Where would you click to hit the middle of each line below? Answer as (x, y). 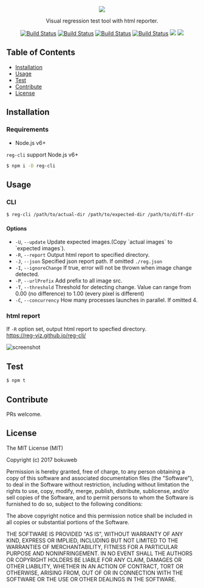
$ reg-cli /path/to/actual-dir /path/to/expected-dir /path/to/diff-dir (100, 215)
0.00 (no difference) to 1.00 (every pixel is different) (80, 294)
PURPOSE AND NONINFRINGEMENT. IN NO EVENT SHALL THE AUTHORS (100, 553)
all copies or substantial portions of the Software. (68, 522)
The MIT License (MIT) (35, 448)
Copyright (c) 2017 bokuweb (42, 460)
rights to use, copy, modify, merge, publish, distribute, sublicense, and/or (98, 491)
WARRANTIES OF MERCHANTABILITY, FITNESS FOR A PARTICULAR (92, 547)
